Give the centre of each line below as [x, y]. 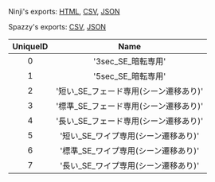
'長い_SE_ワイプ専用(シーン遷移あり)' [129, 166]
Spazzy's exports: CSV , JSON [57, 27]
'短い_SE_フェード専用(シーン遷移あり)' [129, 91]
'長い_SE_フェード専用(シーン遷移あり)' [129, 121]
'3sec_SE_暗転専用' [129, 61]
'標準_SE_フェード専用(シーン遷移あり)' [129, 106]
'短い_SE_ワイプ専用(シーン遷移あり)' [129, 136]
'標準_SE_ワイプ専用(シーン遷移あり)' [129, 151]
